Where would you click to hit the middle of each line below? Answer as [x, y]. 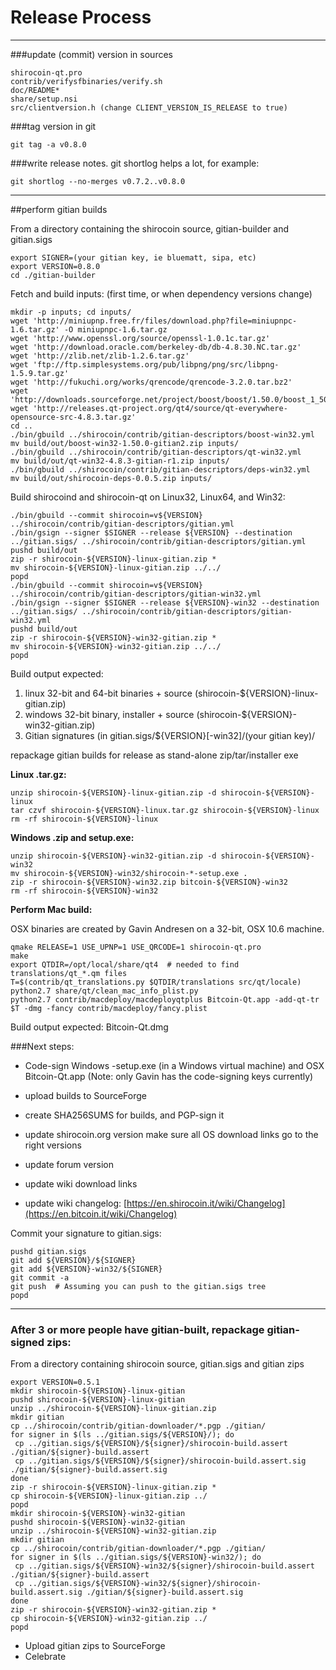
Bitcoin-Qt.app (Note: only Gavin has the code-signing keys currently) [169, 1076]
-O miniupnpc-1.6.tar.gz [115, 329]
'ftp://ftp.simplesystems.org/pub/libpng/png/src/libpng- [156, 364]
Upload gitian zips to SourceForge [95, 1646]
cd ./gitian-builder [53, 275]
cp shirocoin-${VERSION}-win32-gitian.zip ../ [109, 1619]
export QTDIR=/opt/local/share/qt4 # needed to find [125, 964]
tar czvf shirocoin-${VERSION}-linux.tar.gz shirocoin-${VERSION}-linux [165, 810]
